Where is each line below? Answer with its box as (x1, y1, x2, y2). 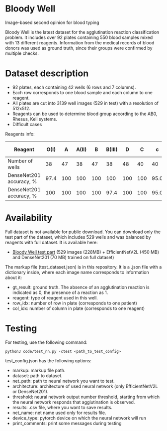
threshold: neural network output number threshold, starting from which (12, 394, 160, 400)
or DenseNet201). (12, 388, 49, 394)
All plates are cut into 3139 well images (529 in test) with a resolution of (12, 100, 159, 106)
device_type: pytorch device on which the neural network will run (12, 415, 147, 421)
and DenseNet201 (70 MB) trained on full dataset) (12, 254, 114, 260)
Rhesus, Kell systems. (12, 116, 57, 122)
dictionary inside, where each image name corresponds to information (5, 269, 149, 275)
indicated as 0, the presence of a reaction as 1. (12, 289, 108, 295)
